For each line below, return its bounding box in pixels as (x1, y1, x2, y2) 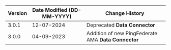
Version (8, 10, 27, 17)
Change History (105, 10, 145, 17)
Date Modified (32, 7, 68, 13)
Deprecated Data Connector (86, 21, 155, 29)
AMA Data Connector (86, 36, 139, 43)
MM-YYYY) (42, 13, 72, 20)
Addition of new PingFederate (86, 30, 158, 37)
